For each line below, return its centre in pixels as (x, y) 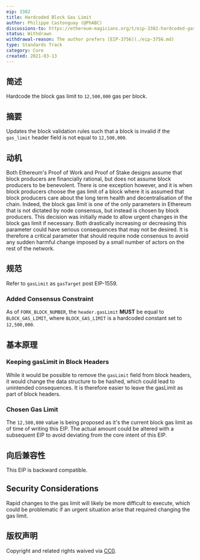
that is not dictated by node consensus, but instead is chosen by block (93, 211)
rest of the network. (30, 248)
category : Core (25, 51)
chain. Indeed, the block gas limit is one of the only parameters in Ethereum (99, 204)
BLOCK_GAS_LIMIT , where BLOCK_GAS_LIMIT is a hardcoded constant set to (94, 318)
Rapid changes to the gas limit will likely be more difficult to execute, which (98, 503)
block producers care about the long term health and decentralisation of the (99, 198)
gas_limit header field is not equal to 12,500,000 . (66, 138)
